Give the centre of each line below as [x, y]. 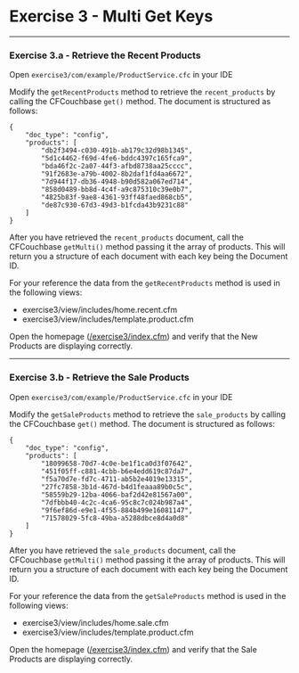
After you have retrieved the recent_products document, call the [127, 237]
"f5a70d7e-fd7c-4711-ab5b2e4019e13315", [117, 479]
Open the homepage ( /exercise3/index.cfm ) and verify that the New [133, 337]
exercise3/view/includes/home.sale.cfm [95, 622]
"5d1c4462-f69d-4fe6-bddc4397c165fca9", [117, 159]
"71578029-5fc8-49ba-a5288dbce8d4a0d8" [115, 518]
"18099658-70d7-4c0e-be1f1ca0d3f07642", [117, 464]
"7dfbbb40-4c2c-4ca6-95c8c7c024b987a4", [117, 502]
